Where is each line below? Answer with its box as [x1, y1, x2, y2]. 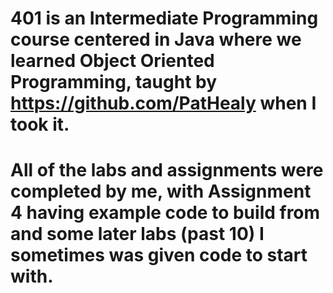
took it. [10, 113, 70, 136]
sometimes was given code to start [10, 244, 308, 267]
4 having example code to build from [10, 202, 321, 224]
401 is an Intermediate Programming [10, 7, 319, 30]
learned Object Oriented [10, 50, 215, 72]
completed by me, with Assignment [10, 180, 312, 203]
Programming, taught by [10, 71, 218, 94]
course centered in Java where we [10, 28, 302, 51]
